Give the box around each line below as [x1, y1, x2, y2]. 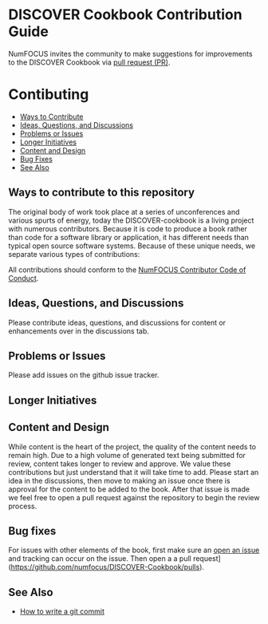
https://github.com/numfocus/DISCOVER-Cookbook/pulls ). [10, 563, 205, 572]
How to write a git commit [19, 606, 105, 616]
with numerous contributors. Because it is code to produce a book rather [8, 223, 247, 233]
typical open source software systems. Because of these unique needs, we [8, 241, 256, 251]
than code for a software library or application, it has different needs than [8, 232, 250, 242]
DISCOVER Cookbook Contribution [8, 6, 242, 24]
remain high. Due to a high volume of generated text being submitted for [8, 450, 246, 460]
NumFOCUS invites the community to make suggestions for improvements [8, 49, 253, 58]
